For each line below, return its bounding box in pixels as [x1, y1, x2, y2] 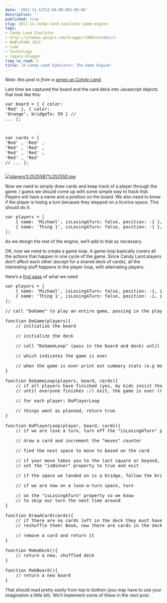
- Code [5, 44, 19, 49]
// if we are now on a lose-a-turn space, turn [15, 483, 134, 489]
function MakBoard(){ [5, 568, 58, 574]
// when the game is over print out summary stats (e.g [15, 363, 155, 369]
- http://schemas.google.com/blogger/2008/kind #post [5, 35, 117, 40]
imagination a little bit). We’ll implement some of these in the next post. [5, 592, 150, 599]
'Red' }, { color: [5, 106, 50, 112]
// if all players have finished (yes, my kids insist [15, 383, 153, 389]
